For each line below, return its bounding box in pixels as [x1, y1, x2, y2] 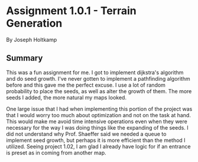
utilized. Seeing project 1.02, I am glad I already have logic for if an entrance [6, 143, 191, 150]
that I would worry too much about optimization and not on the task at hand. [6, 111, 191, 118]
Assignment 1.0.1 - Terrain [6, 4, 137, 18]
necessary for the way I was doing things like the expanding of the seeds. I [6, 124, 189, 131]
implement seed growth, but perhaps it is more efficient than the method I [6, 137, 186, 144]
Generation [6, 16, 63, 30]
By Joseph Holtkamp [6, 36, 57, 43]
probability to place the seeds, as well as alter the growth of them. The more [6, 87, 192, 95]
